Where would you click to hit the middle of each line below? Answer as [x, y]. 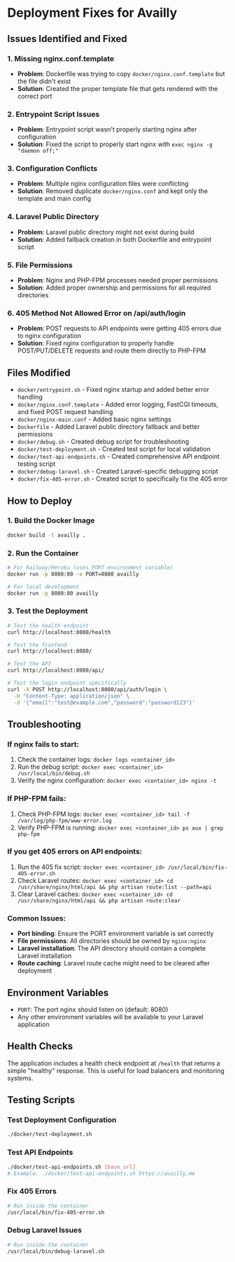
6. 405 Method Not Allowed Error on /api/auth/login [97, 313]
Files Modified [39, 373]
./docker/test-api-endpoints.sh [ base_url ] [72, 1167]
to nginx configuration [49, 336]
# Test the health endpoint [48, 625]
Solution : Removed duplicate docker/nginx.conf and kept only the [113, 191]
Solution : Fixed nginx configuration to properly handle [95, 343]
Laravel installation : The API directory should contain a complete [112, 949]
